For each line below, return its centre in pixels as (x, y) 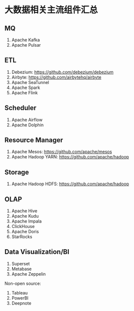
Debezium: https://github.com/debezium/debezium (63, 72)
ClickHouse (23, 226)
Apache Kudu (25, 216)
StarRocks (22, 237)
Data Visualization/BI (37, 252)
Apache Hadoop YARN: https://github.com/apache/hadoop (70, 157)
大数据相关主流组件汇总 (51, 10)
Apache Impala (27, 221)
